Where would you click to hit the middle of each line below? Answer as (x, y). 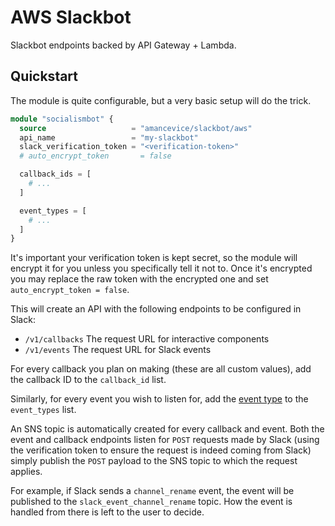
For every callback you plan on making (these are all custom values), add (161, 369)
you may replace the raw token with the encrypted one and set (139, 279)
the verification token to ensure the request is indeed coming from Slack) (161, 450)
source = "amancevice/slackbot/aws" (136, 128)
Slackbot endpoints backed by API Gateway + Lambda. (123, 45)
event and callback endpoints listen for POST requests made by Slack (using (165, 440)
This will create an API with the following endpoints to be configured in (156, 309)
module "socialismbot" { (62, 119)
